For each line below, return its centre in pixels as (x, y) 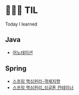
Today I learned (21, 24)
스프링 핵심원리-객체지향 (36, 81)
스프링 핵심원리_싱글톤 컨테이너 (43, 87)
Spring (16, 69)
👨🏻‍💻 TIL (22, 10)
